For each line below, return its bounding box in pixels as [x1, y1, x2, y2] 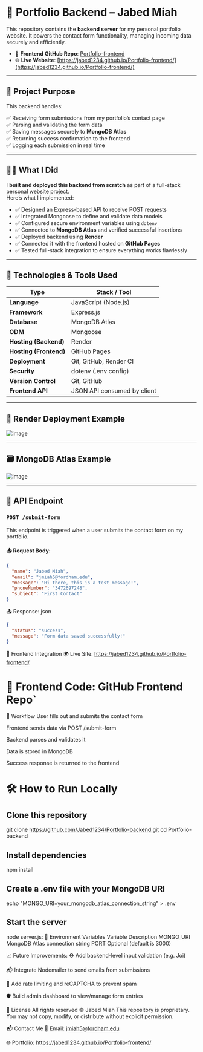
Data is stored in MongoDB [6, 748, 74, 755]
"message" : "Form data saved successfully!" [11, 633, 126, 639]
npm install [6, 866, 34, 874]
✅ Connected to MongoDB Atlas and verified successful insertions [14, 226, 182, 234]
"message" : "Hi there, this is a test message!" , [11, 580, 139, 586]
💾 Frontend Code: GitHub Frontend [6, 680, 183, 693]
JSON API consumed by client [71, 387, 157, 395]
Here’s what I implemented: [6, 194, 74, 201]
